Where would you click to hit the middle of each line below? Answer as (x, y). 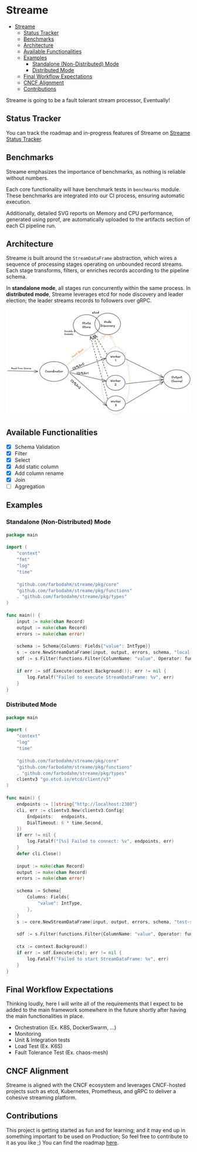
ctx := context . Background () (52, 947)
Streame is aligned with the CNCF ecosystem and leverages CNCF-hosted (96, 1085)
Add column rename (39, 473)
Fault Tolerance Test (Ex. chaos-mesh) (61, 1053)
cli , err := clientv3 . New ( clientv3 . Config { (71, 810)
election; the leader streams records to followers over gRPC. (79, 300)
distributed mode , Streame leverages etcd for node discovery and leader (95, 295)
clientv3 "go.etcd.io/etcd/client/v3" (64, 779)
